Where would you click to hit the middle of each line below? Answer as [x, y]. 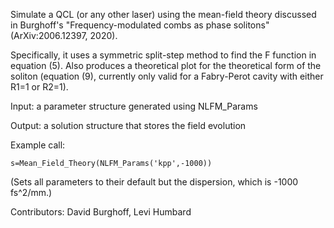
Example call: [38, 145]
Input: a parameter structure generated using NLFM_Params [134, 106]
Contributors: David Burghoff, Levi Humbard [101, 212]
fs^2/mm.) [31, 192]
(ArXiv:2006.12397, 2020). [64, 35]
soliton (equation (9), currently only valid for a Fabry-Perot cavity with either [167, 76]
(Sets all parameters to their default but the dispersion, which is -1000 [154, 182]
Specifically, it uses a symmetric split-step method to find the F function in [163, 55]
